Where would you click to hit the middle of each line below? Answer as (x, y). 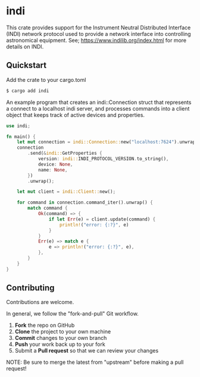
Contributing (30, 288)
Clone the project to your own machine (63, 332)
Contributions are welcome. (40, 302)
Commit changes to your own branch (61, 338)
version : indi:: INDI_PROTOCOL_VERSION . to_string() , (103, 159)
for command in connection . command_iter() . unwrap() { (85, 203)
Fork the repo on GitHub (45, 325)
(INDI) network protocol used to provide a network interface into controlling (99, 33)
